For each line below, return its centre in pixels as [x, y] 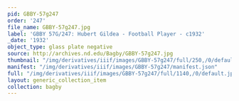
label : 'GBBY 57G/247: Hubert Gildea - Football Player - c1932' [106, 34]
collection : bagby [34, 87]
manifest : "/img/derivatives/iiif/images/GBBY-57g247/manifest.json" [113, 67]
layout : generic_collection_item [57, 80]
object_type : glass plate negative [60, 47]
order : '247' [27, 21]
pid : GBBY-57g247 [33, 14]
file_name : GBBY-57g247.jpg [49, 27]
